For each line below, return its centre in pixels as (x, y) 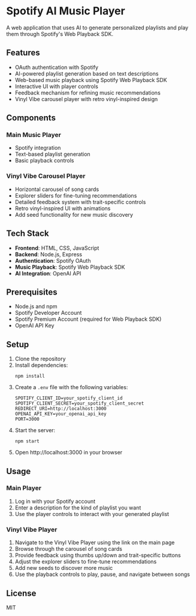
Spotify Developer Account (48, 313)
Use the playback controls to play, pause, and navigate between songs (102, 574)
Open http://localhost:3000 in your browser (69, 453)
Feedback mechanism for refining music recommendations (88, 92)
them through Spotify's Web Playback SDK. (60, 34)
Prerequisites (32, 292)
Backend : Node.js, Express (49, 254)
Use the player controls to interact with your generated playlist (92, 514)
